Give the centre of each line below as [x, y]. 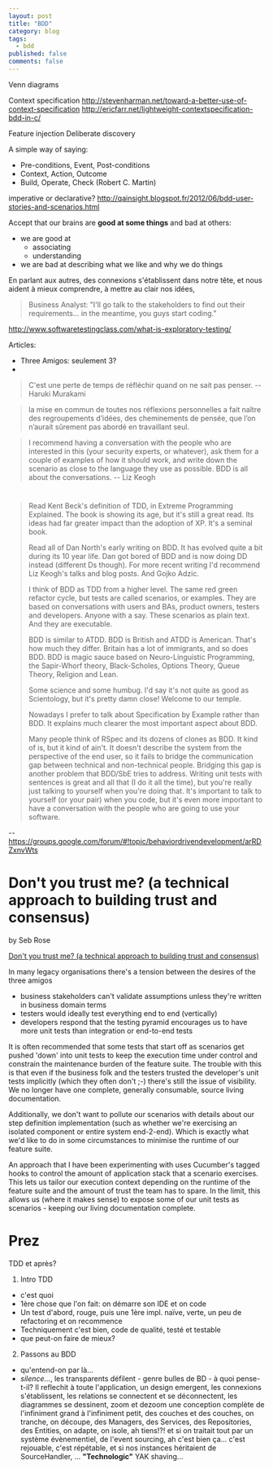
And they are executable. [70, 624]
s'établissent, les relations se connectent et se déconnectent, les [129, 1396]
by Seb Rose [30, 940]
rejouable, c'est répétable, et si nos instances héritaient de [118, 1448]
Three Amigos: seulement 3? [68, 360]
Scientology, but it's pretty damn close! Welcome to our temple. [135, 699]
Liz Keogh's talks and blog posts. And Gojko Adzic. [113, 574]
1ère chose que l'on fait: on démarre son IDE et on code [113, 1304]
